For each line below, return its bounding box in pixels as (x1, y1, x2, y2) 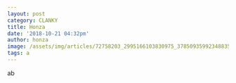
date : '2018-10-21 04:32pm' (7, 30, 90, 37)
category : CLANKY (7, 17, 58, 24)
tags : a (7, 50, 30, 57)
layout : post (7, 10, 46, 18)
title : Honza (7, 23, 46, 30)
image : (7, 43, 27, 50)
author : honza (7, 37, 49, 44)
